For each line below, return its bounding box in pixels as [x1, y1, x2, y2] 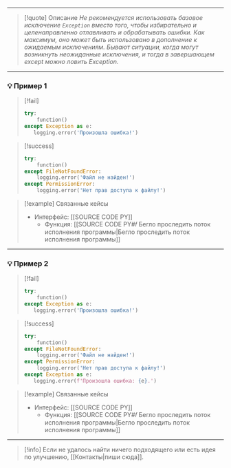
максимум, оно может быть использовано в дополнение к [23, 36, 197, 43]
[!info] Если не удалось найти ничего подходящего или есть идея [23, 445, 216, 454]
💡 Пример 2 [7, 259, 49, 268]
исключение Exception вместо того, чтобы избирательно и [23, 21, 197, 29]
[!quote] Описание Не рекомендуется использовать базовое [23, 14, 203, 21]
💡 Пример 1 [7, 81, 47, 90]
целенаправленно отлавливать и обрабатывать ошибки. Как [23, 28, 205, 36]
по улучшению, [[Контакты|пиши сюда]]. [23, 452, 144, 461]
